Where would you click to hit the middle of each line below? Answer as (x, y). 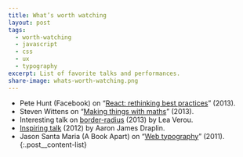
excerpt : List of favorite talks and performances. (94, 73)
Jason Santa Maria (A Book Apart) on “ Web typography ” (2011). (122, 136)
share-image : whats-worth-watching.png (73, 80)
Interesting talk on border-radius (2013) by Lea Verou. (106, 120)
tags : (17, 30)
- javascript (36, 45)
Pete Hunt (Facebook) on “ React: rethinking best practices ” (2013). (127, 103)
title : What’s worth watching (58, 15)
